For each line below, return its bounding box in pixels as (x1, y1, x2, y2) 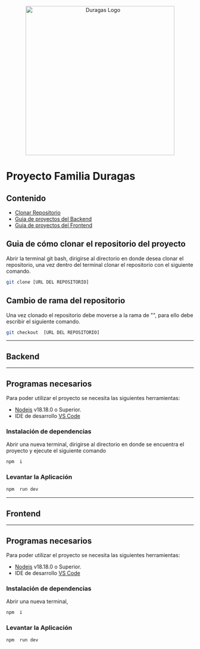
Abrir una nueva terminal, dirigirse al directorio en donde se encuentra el (6, 441, 185, 448)
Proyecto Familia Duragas (6, 170, 136, 183)
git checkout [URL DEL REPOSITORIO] (6, 329, 100, 336)
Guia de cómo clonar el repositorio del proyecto (6, 239, 186, 249)
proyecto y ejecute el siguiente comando (6, 447, 106, 454)
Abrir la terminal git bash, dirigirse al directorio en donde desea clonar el (6, 254, 184, 262)
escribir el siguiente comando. (6, 318, 80, 325)
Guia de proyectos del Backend (14, 216, 92, 222)
